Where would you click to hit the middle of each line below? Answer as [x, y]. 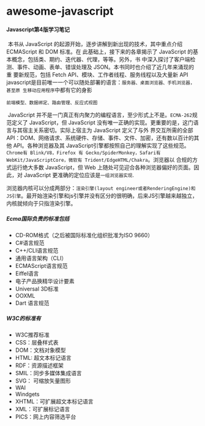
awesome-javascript [60, 11]
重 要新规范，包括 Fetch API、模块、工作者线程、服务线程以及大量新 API [97, 75]
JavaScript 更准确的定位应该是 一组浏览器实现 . [79, 175]
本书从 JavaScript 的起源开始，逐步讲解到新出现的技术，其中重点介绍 [95, 44]
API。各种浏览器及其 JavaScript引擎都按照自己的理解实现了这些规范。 [101, 146]
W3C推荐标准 [32, 335]
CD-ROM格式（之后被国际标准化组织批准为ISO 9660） [84, 235]
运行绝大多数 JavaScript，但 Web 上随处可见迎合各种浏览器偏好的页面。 [102, 167]
